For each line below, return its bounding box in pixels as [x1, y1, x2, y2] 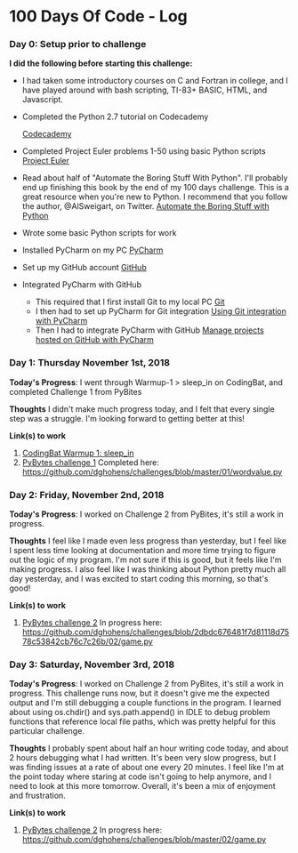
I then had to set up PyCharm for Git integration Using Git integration [35, 306, 286, 317]
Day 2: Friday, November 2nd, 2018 [9, 488, 165, 501]
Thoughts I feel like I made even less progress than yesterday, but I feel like [9, 535, 287, 546]
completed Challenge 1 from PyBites [9, 386, 142, 397]
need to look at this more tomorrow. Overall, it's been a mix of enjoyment [9, 781, 276, 792]
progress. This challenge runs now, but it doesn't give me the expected [9, 688, 270, 699]
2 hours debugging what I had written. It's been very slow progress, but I [9, 752, 277, 763]
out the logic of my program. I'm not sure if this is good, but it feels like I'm [9, 554, 282, 566]
